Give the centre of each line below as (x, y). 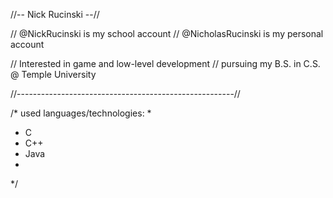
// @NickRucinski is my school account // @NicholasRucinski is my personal (167, 33)
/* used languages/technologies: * (81, 113)
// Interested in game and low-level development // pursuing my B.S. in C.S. (165, 63)
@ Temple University (53, 74)
